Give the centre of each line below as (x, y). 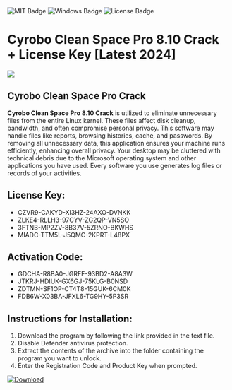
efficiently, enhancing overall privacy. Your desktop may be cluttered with (114, 150)
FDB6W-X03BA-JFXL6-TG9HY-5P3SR (73, 297)
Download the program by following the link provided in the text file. (116, 336)
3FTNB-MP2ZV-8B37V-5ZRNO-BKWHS (75, 227)
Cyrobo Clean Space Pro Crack (77, 96)
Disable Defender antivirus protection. (73, 343)
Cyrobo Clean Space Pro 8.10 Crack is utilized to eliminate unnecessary (112, 113)
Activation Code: (45, 257)
